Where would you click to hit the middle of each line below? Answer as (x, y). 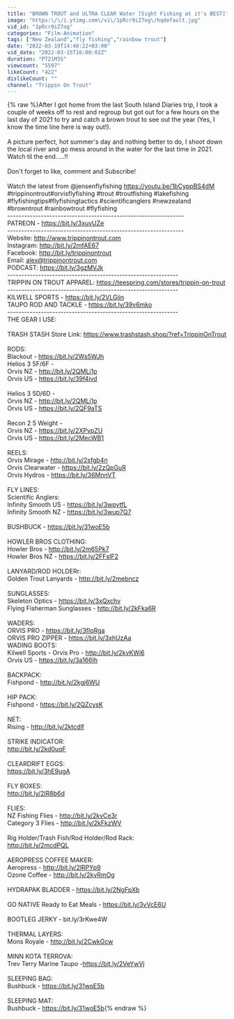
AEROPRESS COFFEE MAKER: (50, 860)
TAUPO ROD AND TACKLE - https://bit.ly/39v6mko (80, 305)
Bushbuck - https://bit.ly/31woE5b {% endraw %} (77, 1009)
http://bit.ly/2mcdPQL (38, 845)
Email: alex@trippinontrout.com (52, 260)
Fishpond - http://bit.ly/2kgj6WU (54, 682)
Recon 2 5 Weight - (35, 423)
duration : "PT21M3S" (37, 59)
